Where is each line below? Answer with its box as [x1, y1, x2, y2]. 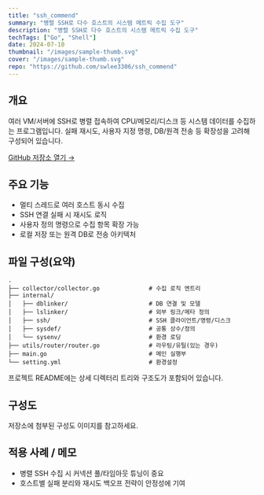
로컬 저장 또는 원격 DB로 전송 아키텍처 [19, 230, 136, 239]
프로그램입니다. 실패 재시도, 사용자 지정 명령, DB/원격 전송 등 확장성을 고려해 [16, 126, 250, 135]
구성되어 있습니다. [8, 135, 64, 146]
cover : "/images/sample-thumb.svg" [8, 56, 125, 64]
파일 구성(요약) [8, 255, 76, 268]
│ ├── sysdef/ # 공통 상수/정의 [8, 325, 196, 333]
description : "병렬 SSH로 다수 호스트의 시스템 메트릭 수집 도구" [8, 26, 199, 34]
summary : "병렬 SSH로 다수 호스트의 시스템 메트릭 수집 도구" [8, 19, 185, 27]
